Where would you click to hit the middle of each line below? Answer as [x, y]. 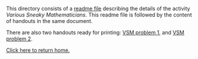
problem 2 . [19, 39]
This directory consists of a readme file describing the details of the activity [98, 9]
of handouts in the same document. [49, 21]
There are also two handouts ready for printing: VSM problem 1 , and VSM [95, 32]
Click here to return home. [38, 50]
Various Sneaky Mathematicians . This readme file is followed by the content [99, 15]
